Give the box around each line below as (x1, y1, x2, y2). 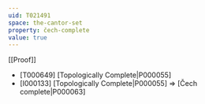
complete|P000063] (19, 87, 86, 97)
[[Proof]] (8, 55, 37, 65)
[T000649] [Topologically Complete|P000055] (19, 70, 172, 80)
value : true (8, 33, 47, 42)
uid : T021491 (8, 11, 51, 20)
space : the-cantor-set (8, 19, 83, 27)
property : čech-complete (8, 26, 90, 34)
